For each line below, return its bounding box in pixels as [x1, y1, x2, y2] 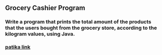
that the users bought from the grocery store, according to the [5, 24, 157, 31]
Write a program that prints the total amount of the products [5, 18, 152, 25]
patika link [5, 44, 31, 51]
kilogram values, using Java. [5, 31, 75, 37]
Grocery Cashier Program [5, 4, 85, 12]
